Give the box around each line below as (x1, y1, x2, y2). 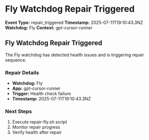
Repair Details (5, 69, 39, 76)
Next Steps (5, 108, 32, 115)
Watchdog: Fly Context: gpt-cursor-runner (5, 24, 93, 30)
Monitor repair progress (12, 124, 60, 130)
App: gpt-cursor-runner (12, 85, 61, 91)
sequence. (5, 57, 27, 63)
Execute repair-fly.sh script (12, 119, 67, 125)
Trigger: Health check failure (12, 91, 71, 97)
